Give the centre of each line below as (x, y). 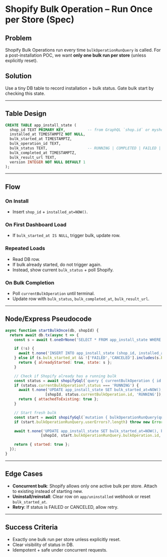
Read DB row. (26, 259)
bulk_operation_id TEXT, (35, 144)
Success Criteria (32, 527)
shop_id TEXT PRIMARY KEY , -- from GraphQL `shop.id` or (80, 130)
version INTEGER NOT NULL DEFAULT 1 (47, 162)
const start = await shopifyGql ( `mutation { (61, 417)
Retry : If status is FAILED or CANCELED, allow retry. (65, 507)
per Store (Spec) (40, 20)
